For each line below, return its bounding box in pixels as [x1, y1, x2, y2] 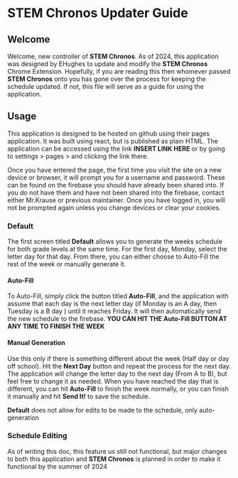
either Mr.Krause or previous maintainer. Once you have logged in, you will [7, 195, 226, 204]
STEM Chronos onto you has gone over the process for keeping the [7, 75, 206, 83]
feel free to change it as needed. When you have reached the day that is [7, 376, 219, 385]
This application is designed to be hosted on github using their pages [7, 129, 210, 138]
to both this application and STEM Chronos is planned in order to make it [7, 455, 221, 463]
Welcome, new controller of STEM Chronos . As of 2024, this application [7, 52, 219, 60]
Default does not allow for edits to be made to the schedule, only [7, 406, 198, 414]
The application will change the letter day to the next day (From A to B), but [7, 369, 227, 378]
